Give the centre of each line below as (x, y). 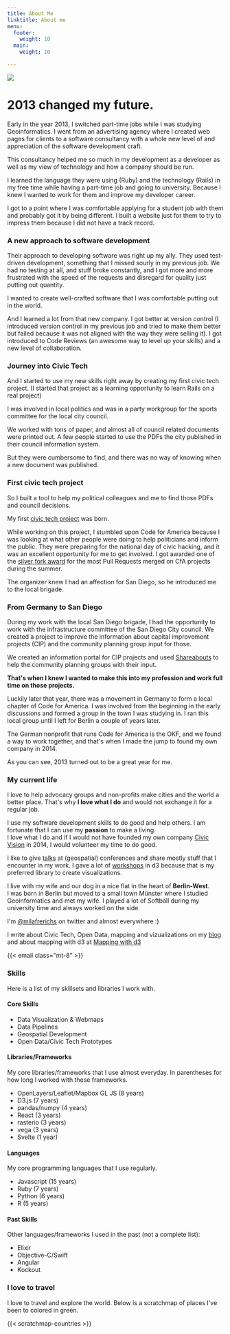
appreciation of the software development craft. (75, 146)
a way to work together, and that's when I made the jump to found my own (112, 741)
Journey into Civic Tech (47, 366)
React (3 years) (39, 1115)
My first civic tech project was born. (58, 518)
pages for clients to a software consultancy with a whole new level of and (111, 138)
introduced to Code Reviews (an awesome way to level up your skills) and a (114, 341)
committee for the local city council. (58, 416)
